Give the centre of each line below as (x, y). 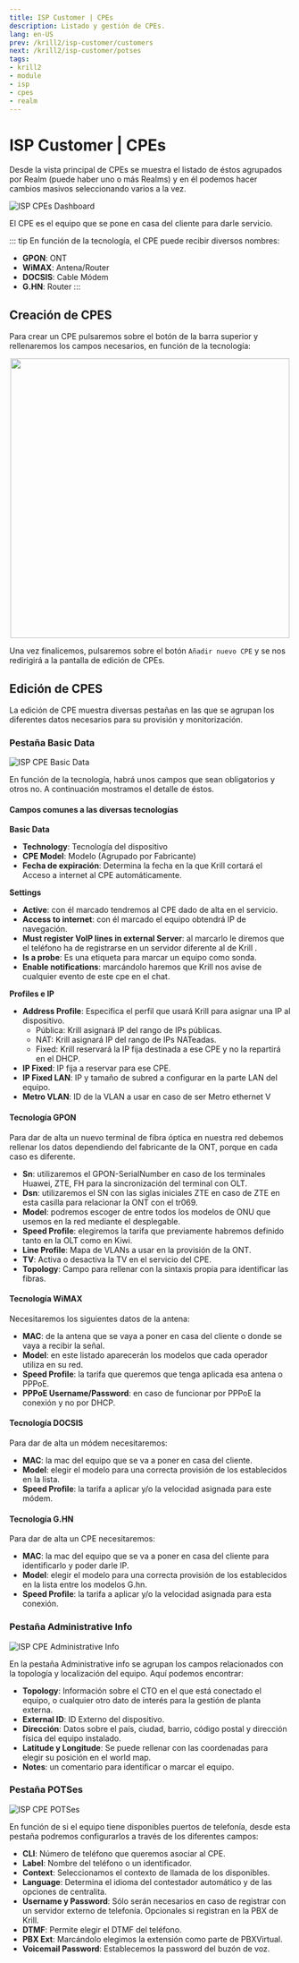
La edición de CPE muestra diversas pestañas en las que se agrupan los (142, 710)
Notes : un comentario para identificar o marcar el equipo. (128, 1767)
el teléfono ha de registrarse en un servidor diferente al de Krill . (140, 948)
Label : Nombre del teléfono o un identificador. (107, 1863)
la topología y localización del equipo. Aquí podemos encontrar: (126, 1673)
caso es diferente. (42, 1156)
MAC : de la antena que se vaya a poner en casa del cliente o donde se (152, 1336)
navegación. (45, 929)
